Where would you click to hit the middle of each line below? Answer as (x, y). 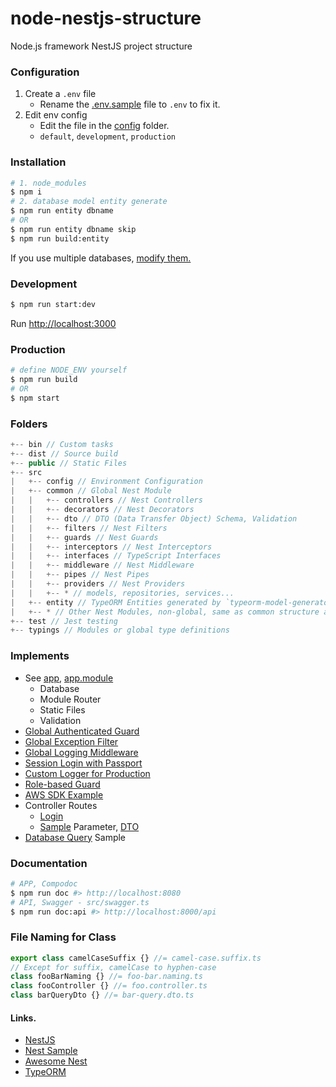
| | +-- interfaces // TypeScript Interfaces (116, 556)
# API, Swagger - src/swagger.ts (80, 902)
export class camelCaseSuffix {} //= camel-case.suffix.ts (136, 958)
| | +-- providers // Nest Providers (98, 584)
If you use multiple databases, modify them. (101, 258)
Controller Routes (61, 805)
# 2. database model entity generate (89, 202)
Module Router (70, 699)
